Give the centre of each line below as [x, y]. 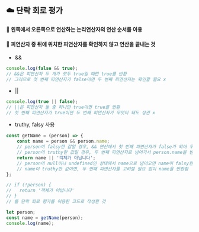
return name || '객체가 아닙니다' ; [56, 158]
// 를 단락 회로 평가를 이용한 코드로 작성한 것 [56, 202]
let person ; [21, 212]
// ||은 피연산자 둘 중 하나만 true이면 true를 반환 [63, 107]
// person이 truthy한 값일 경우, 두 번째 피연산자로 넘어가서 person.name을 [102, 153]
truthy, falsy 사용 [35, 125]
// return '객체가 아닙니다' [40, 191]
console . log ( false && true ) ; [42, 69]
